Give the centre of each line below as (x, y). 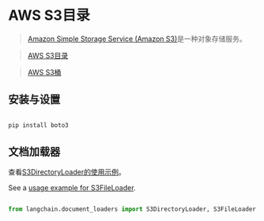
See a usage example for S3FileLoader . (72, 188)
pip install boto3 (38, 125)
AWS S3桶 (44, 72)
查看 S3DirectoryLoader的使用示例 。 (67, 172)
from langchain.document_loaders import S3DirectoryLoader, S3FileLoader (132, 209)
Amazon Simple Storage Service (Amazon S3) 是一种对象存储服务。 (137, 39)
